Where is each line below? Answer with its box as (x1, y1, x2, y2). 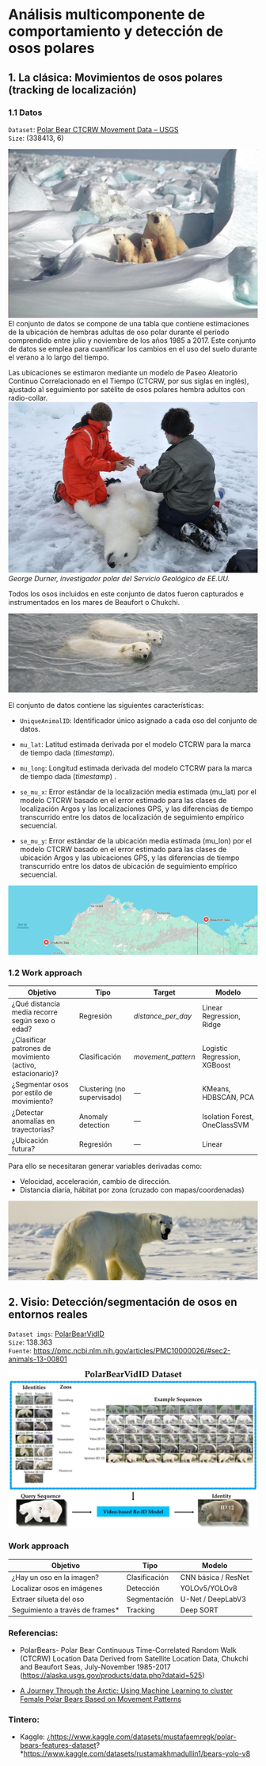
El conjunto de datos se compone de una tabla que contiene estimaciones (8, 319, 249, 329)
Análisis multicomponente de (8, 6, 206, 24)
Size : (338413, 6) (8, 133, 65, 143)
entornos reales (8, 1308, 89, 1322)
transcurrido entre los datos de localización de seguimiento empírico (19, 812, 245, 821)
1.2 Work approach (8, 967, 83, 978)
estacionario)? (11, 1069, 59, 1079)
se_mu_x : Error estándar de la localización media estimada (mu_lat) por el (19, 786, 257, 797)
